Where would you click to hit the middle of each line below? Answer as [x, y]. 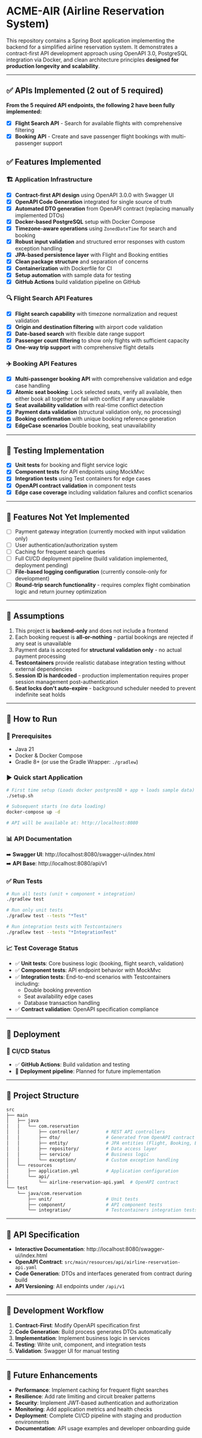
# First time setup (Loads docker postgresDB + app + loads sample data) [101, 790]
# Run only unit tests [35, 910]
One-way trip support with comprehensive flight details [84, 347]
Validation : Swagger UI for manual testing [67, 1351]
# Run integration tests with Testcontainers [64, 927]
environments [32, 1422]
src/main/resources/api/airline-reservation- [122, 1262]
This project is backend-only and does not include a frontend [91, 630]
